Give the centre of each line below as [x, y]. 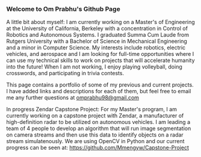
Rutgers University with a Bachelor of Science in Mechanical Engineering [97, 42]
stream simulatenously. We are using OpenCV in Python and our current [95, 141]
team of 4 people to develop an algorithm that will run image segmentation [99, 129]
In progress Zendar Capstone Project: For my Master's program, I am [92, 109]
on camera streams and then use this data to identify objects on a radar [95, 135]
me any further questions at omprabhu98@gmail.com [73, 97]
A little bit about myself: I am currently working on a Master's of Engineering [101, 22]
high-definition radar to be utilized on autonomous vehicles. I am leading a [98, 122]
